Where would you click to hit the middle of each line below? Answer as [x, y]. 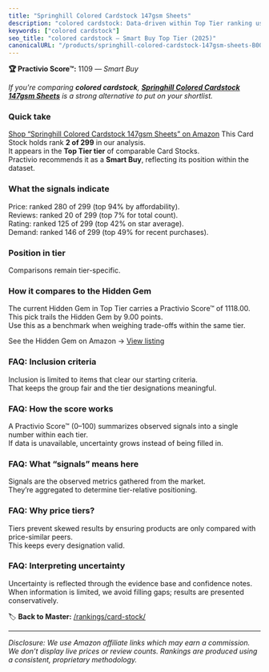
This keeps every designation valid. [67, 545]
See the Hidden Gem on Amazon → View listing [86, 341]
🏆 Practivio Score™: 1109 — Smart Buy [73, 69]
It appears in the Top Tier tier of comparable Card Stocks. [104, 151]
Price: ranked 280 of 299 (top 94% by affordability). [94, 206]
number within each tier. [48, 435]
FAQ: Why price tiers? [52, 511]
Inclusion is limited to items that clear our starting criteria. [103, 379]
